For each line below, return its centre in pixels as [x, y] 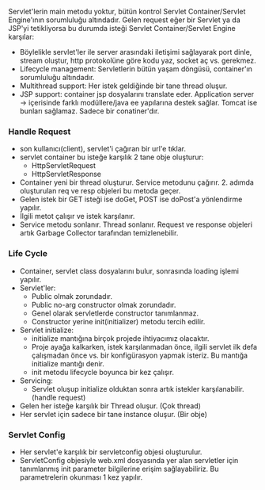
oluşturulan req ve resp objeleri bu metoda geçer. [100, 191]
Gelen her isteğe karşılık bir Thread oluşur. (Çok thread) [110, 406]
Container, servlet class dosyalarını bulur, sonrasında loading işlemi [129, 271]
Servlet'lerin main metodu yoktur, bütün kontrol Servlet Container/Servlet [127, 11]
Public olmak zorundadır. [72, 296]
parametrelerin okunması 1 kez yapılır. [81, 477]
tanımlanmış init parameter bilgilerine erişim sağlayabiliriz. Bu [119, 469]
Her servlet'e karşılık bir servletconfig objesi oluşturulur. [111, 452]
